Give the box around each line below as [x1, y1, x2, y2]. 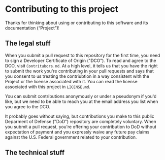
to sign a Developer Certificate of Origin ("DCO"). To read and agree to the [5, 58, 157, 64]
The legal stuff [5, 39, 51, 48]
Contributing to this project [5, 3, 119, 15]
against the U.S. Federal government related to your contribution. [5, 134, 137, 140]
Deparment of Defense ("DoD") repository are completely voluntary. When [5, 118, 157, 124]
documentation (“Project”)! [5, 25, 60, 31]
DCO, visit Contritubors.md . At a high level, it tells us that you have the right [5, 63, 158, 68]
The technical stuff [5, 149, 65, 157]
